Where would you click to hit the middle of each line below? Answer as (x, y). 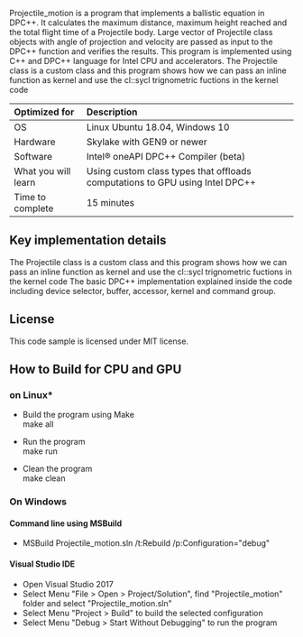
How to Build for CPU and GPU (96, 369)
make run (40, 451)
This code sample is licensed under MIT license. (99, 341)
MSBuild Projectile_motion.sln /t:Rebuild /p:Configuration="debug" (146, 543)
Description (112, 112)
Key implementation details (88, 240)
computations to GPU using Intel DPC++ (171, 182)
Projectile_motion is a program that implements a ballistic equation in (137, 13)
